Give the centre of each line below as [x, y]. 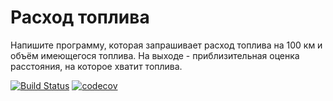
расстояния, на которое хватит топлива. [96, 66]
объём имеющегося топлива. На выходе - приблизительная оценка [155, 55]
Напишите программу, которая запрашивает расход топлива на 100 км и [166, 45]
